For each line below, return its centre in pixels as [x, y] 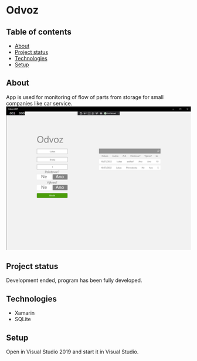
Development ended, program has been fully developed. [74, 280]
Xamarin [25, 313]
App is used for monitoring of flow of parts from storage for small [85, 97]
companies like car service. [39, 103]
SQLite [23, 319]
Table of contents [39, 32]
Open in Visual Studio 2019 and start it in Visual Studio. [72, 352]
